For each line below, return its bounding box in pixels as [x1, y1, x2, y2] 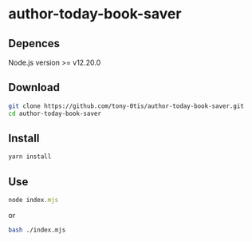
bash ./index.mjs [8, 225, 66, 234]
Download [8, 81, 60, 94]
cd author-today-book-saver [8, 109, 102, 117]
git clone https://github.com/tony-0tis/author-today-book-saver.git [8, 101, 245, 110]
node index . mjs [8, 196, 59, 204]
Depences [8, 37, 61, 50]
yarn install [8, 153, 52, 161]
